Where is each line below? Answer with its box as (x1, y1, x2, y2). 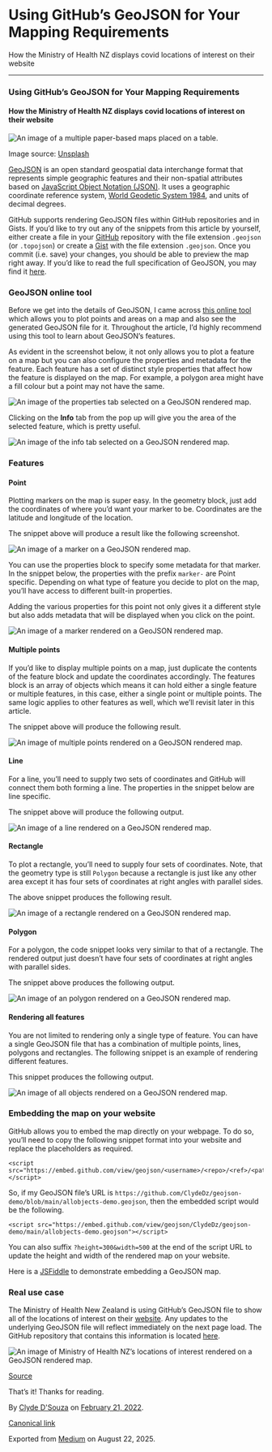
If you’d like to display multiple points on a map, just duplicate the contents (8, 663, 257, 672)
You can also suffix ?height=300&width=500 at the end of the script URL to (8, 1242, 253, 1251)
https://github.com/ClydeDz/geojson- (114, 1189, 243, 1197)
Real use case (8, 1286, 65, 1298)
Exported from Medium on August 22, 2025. (8, 1434, 155, 1444)
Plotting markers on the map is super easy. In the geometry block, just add (8, 495, 257, 505)
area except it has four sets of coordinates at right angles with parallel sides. (8, 877, 263, 887)
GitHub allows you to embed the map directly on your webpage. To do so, (8, 1126, 254, 1136)
